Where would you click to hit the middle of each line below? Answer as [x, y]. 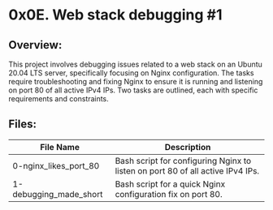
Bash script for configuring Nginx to [183, 161]
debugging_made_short [58, 194]
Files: [22, 124]
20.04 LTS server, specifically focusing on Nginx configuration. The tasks [131, 73]
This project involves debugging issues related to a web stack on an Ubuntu [135, 64]
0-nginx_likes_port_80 [56, 165]
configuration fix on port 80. [169, 194]
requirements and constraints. [59, 99]
